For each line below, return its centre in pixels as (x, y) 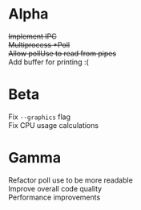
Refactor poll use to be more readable (71, 180)
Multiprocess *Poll (39, 44)
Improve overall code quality (55, 188)
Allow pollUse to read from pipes (62, 53)
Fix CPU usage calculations (53, 125)
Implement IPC (33, 36)
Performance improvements (54, 197)
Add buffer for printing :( (49, 62)
